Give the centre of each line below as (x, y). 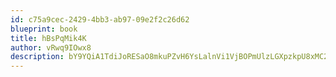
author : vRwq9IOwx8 (51, 47)
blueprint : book (44, 29)
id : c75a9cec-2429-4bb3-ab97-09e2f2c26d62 (100, 19)
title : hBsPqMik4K (48, 38)
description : (37, 57)
